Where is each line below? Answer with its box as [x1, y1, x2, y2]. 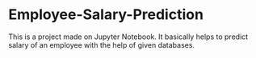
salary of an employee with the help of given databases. [8, 40, 195, 49]
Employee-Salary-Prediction [8, 6, 204, 24]
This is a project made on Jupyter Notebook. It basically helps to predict [8, 32, 249, 41]
